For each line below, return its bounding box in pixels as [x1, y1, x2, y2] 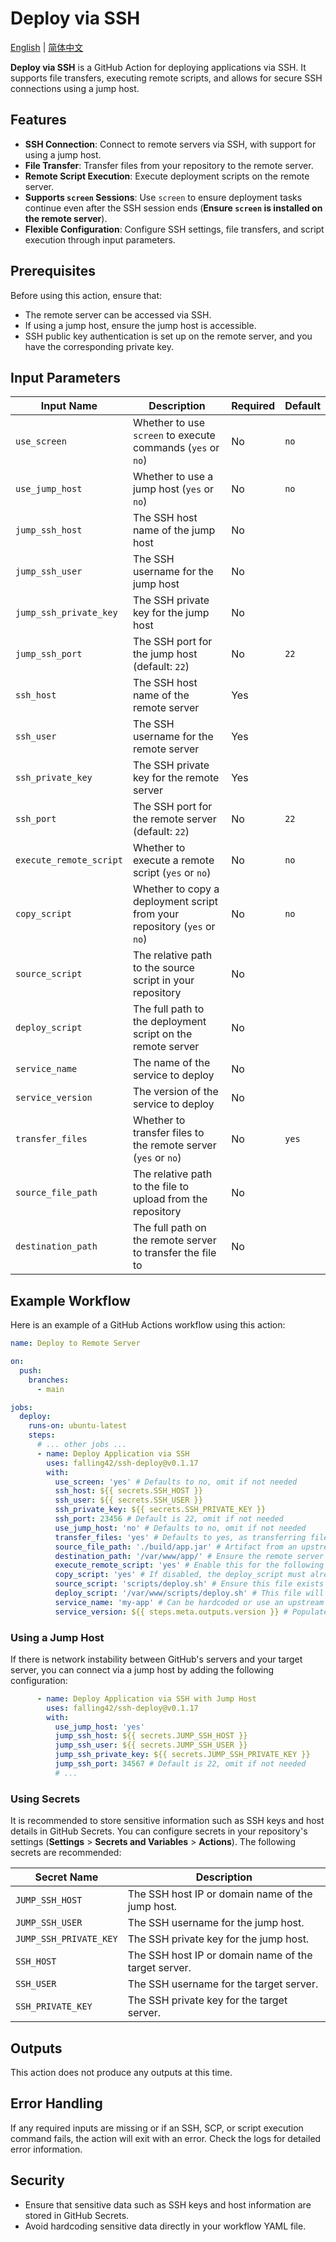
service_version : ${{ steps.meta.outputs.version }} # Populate [54, 1607, 329, 1617]
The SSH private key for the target [127, 1993, 288, 2007]
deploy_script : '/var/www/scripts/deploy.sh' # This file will [54, 1588, 325, 1599]
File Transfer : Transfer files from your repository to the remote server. [24, 159, 314, 171]
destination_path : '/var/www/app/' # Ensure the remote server [54, 1551, 325, 1561]
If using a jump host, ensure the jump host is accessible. [24, 319, 257, 331]
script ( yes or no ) [132, 866, 212, 880]
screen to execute [132, 428, 216, 442]
